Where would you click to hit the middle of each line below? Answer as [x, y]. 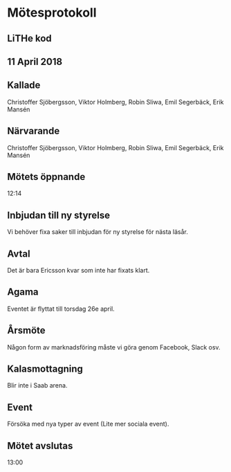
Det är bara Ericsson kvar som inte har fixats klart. [78, 271]
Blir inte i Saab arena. [37, 385]
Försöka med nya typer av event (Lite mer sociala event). [88, 424]
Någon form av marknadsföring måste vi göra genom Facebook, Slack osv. [114, 347]
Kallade [24, 85]
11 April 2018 [35, 61]
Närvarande [34, 131]
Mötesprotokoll [52, 13]
